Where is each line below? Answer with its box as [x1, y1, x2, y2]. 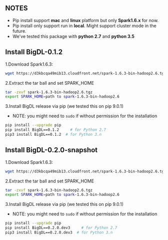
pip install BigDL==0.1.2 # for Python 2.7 [5, 127, 106, 132]
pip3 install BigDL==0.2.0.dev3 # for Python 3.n [5, 230, 113, 235]
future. [12, 28, 26, 34]
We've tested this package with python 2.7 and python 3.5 [12, 33, 135, 39]
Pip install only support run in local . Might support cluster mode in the [12, 23, 156, 29]
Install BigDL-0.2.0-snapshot [5, 146, 98, 154]
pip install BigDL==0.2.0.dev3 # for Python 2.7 [5, 225, 117, 230]
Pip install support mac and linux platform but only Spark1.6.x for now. [12, 17, 159, 23]
